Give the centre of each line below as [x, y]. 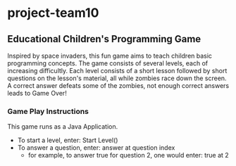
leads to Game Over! [37, 93]
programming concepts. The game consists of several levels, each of [108, 63]
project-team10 [53, 13]
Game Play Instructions [48, 111]
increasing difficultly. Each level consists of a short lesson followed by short [117, 71]
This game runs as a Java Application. [63, 127]
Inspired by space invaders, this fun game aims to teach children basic [110, 56]
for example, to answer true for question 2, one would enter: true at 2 [128, 155]
